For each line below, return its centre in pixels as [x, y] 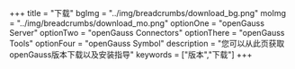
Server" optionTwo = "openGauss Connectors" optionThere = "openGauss [147, 33]
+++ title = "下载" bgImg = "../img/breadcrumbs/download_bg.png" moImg [147, 13]
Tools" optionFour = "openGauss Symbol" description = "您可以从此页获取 [147, 43]
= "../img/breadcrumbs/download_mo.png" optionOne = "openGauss [137, 23]
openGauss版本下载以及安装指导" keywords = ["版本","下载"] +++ [131, 55]
